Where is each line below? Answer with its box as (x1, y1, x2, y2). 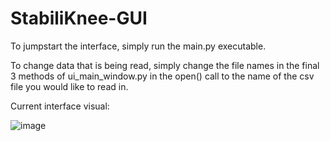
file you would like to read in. (10, 80, 129, 92)
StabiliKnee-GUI (10, 7, 148, 30)
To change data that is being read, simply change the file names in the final (10, 59, 320, 71)
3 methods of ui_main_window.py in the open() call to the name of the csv (10, 70, 315, 82)
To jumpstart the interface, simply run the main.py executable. (10, 40, 267, 52)
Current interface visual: (10, 100, 110, 112)
